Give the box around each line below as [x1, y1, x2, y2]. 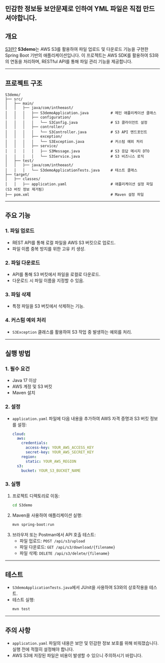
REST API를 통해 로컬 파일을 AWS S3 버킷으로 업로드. [12, 240, 116, 245]
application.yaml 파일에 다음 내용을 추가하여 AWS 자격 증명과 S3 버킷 [12, 416, 149, 421]
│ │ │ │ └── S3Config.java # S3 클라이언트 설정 [5, 120, 148, 125]
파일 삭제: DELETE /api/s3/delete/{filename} [19, 550, 110, 556]
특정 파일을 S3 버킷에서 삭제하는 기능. [12, 303, 85, 309]
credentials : [21, 441, 48, 446]
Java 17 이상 [12, 378, 37, 384]
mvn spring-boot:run [12, 522, 55, 527]
